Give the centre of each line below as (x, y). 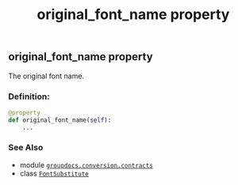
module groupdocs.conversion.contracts (86, 164)
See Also (26, 148)
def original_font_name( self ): (60, 120)
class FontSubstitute (54, 173)
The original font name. (46, 76)
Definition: (29, 96)
